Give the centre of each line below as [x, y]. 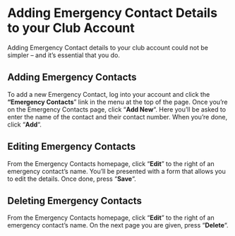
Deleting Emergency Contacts [75, 200]
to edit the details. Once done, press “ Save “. [72, 179]
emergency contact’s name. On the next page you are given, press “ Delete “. [118, 225]
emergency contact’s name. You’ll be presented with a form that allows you [116, 171]
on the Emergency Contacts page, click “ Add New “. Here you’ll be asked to [117, 109]
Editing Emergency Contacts [72, 147]
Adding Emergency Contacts [72, 77]
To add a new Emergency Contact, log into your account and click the [109, 94]
